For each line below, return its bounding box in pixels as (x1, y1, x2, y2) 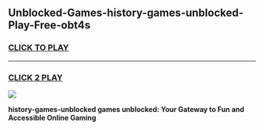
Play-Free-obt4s (8, 19, 91, 32)
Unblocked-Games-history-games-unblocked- (8, 6, 244, 20)
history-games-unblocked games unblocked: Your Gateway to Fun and (8, 104, 245, 113)
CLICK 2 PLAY (8, 72, 63, 83)
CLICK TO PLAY (8, 43, 69, 54)
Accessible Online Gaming (8, 113, 97, 122)
